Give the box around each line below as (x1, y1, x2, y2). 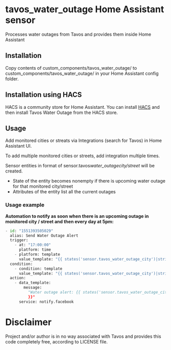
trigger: (10, 238, 28, 243)
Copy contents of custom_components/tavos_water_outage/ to (5, 65, 137, 71)
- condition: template (14, 266, 63, 271)
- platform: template (14, 252, 60, 257)
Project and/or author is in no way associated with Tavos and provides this (5, 333, 161, 339)
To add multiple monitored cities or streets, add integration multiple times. (5, 153, 160, 159)
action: (10, 276, 26, 281)
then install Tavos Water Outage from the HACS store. (5, 109, 118, 115)
